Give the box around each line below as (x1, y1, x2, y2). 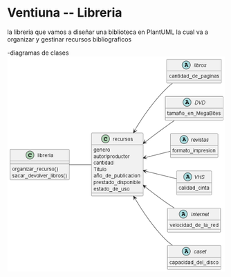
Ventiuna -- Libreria (7, 5, 122, 21)
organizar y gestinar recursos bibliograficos (7, 35, 132, 43)
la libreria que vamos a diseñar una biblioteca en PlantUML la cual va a (7, 28, 209, 36)
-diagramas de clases (7, 48, 69, 57)
